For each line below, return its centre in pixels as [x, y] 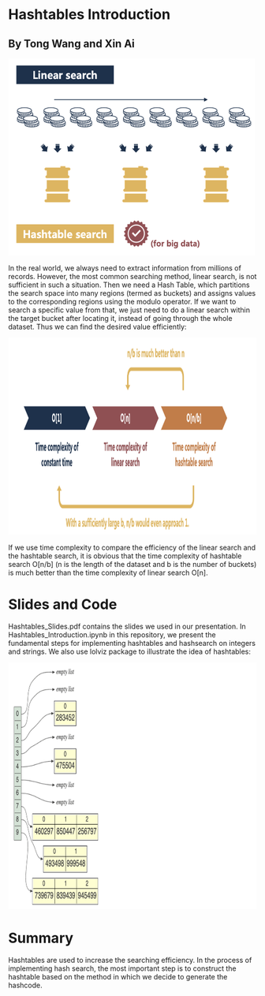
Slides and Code [63, 604]
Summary [41, 938]
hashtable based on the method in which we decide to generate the [118, 976]
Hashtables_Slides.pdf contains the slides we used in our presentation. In [127, 626]
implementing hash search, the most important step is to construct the [122, 968]
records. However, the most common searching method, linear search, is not [132, 276]
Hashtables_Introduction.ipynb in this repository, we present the [112, 634]
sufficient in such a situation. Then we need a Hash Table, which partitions [129, 285]
